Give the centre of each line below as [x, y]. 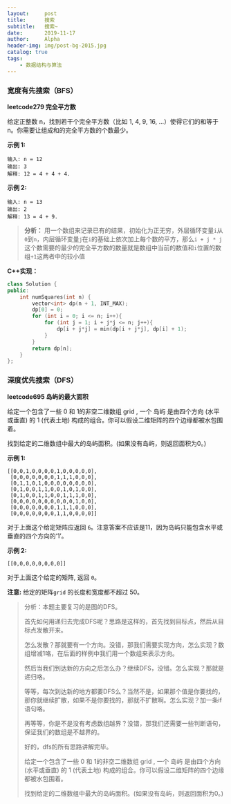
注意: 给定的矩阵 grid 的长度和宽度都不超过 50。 [75, 592]
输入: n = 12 [25, 159]
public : [18, 290]
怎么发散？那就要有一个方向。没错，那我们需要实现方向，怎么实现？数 [124, 644]
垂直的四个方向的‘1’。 [37, 536]
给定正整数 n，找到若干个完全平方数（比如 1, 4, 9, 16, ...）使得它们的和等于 [113, 121]
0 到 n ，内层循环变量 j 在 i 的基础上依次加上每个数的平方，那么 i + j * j [123, 239]
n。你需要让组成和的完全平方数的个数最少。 [70, 130]
